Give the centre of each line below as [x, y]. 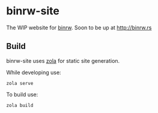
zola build [20, 105]
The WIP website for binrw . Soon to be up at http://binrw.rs [79, 28]
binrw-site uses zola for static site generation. [63, 60]
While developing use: [34, 72]
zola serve [20, 83]
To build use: [22, 94]
